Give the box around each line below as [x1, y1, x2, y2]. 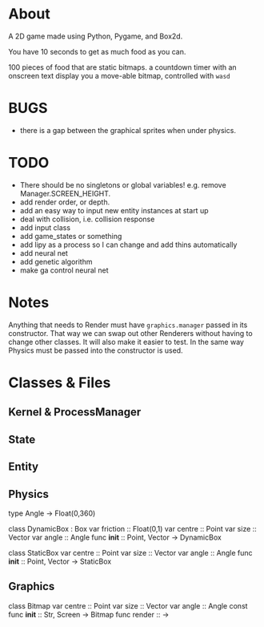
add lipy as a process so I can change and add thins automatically [19, 240, 238, 249]
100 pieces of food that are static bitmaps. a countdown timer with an [8, 62, 238, 72]
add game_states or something [19, 231, 122, 241]
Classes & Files [8, 374, 111, 391]
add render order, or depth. [19, 197, 110, 207]
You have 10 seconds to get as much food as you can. [8, 47, 186, 56]
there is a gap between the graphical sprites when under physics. [19, 125, 236, 135]
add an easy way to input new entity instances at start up [19, 205, 209, 215]
